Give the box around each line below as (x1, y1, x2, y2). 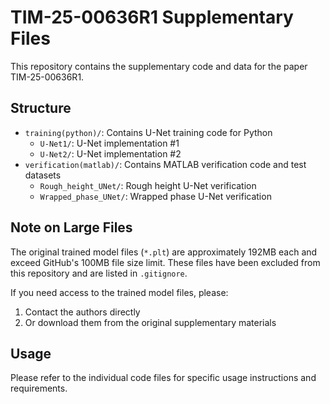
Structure (10, 100, 72, 117)
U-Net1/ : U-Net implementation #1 (39, 137, 180, 149)
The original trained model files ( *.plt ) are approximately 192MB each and (10, 246, 318, 258)
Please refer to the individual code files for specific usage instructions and (10, 372, 317, 384)
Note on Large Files (10, 219, 133, 236)
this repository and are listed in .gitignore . (10, 267, 188, 279)
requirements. (10, 382, 68, 395)
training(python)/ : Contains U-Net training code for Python (24, 126, 273, 138)
